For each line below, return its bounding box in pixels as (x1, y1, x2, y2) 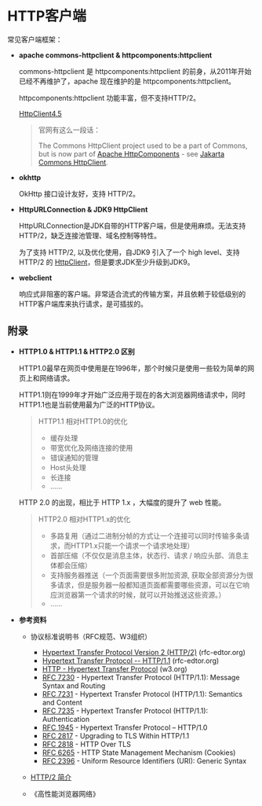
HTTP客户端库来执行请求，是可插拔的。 (18, 299, 148, 308)
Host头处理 (49, 462, 87, 472)
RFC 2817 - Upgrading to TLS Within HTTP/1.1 (42, 731, 190, 740)
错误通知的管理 (49, 453, 99, 462)
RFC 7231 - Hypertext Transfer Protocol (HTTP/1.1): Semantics (42, 689, 243, 698)
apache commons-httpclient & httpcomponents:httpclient (18, 50, 213, 60)
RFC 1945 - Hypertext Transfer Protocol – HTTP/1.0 (42, 723, 208, 732)
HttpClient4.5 (18, 109, 62, 118)
